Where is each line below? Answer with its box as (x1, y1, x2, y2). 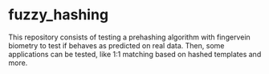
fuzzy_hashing (8, 6, 109, 24)
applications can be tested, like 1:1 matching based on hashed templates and (8, 49, 262, 59)
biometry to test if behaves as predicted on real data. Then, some (8, 40, 225, 50)
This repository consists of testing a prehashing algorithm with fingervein (8, 32, 251, 42)
